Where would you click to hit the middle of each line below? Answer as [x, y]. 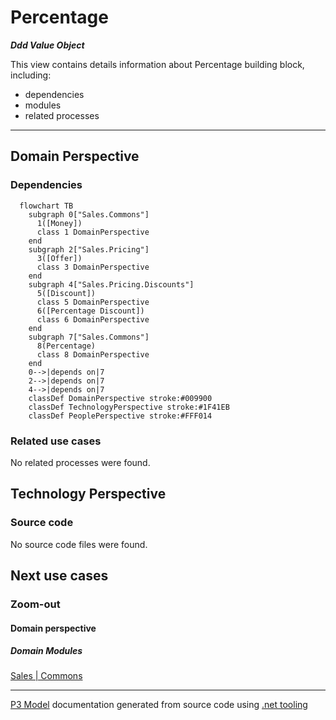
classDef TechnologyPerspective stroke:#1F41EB [129, 407]
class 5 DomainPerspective [93, 302]
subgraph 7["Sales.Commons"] [89, 337]
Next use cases [59, 575]
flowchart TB [46, 206]
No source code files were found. [79, 544]
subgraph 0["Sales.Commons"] [89, 214]
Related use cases [56, 441]
